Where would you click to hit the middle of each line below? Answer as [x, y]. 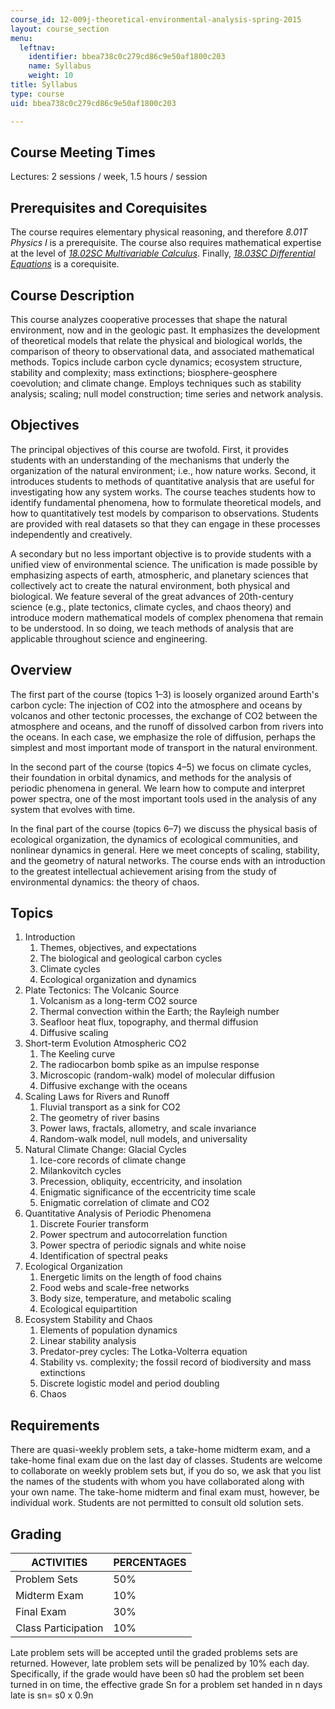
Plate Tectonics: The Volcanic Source [102, 990]
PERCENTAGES [150, 1562]
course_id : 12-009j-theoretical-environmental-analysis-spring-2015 [156, 19]
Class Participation [59, 1628]
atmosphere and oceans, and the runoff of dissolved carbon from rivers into [167, 726]
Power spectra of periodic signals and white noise [143, 1245]
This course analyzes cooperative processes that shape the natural [149, 319]
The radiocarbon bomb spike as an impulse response [149, 1065]
